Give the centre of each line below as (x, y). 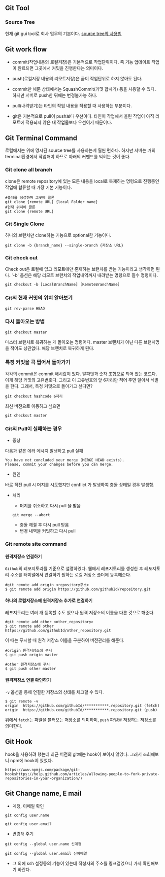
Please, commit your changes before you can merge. (59, 465)
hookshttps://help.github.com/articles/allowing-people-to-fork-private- (82, 774)
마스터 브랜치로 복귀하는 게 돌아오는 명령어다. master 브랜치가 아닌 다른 (74, 342)
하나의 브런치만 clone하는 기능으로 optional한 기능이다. (58, 235)
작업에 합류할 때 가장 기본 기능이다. (39, 187)
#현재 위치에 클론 (20, 207)
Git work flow (26, 50)
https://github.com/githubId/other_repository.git (58, 631)
